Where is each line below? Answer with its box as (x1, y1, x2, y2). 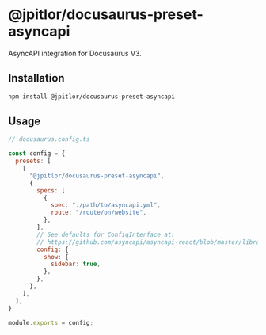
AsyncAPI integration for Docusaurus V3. (8, 48, 142, 58)
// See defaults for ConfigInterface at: (36, 230, 176, 238)
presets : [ (15, 157, 51, 166)
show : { (43, 253, 69, 261)
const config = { (8, 150, 66, 158)
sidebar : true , (50, 260, 101, 268)
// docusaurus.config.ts (8, 135, 90, 143)
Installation (8, 71, 65, 85)
